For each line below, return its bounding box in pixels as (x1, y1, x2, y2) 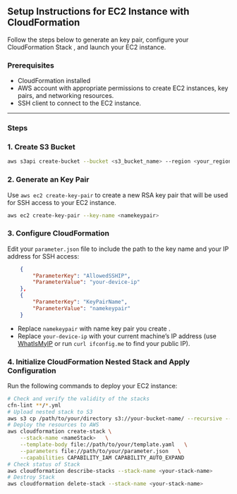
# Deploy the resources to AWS (7, 421, 99, 428)
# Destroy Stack (7, 474, 55, 481)
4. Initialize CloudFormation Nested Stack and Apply (7, 357, 190, 366)
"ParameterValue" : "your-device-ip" (32, 278, 140, 286)
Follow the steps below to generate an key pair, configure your (7, 35, 189, 44)
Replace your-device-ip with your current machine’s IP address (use (17, 331, 217, 340)
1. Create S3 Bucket (7, 142, 75, 152)
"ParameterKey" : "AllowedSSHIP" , (32, 272, 131, 279)
